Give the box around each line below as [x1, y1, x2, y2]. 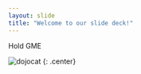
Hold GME [8, 41, 42, 50]
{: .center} [42, 56, 76, 66]
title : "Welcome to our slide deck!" [8, 19, 134, 27]
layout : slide [8, 11, 56, 20]
